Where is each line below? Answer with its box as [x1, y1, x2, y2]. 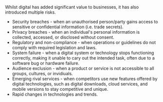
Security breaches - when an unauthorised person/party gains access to [12, 19, 158, 24]
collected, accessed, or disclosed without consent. [12, 34, 114, 40]
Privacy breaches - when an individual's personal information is [12, 29, 140, 35]
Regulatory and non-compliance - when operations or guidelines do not [12, 40, 156, 45]
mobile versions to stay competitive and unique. [12, 86, 109, 92]
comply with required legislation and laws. [12, 45, 97, 50]
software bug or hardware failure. [12, 61, 79, 66]
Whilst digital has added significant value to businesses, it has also [5, 4, 139, 10]
